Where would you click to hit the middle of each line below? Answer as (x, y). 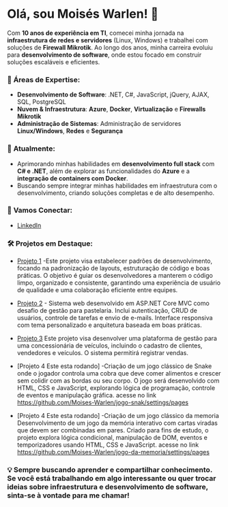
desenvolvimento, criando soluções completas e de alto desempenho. (116, 193)
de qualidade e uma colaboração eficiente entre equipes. (97, 290)
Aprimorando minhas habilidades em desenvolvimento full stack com (116, 164)
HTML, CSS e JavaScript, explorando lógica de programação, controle (116, 388)
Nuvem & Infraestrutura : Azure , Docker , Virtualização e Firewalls (111, 109)
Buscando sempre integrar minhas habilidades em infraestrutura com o (117, 185)
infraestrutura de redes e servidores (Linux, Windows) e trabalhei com (108, 40)
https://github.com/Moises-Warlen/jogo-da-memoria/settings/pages (113, 452)
